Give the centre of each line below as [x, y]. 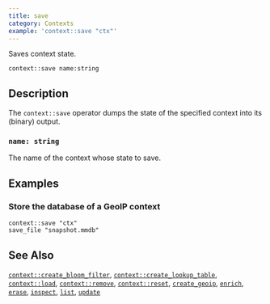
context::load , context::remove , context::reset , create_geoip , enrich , [126, 283]
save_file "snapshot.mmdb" [54, 230]
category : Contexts [41, 23]
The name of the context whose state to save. [85, 158]
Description [38, 93]
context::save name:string [54, 69]
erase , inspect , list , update [55, 291]
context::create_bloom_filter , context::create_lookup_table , [113, 274]
